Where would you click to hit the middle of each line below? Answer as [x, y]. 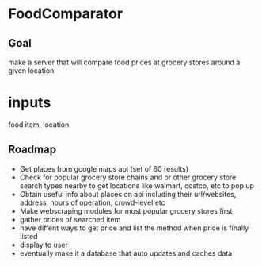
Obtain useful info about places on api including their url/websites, [128, 194]
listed [28, 236]
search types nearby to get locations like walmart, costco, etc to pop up [137, 185]
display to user [44, 245]
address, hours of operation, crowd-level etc [93, 202]
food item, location [39, 125]
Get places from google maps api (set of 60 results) [104, 168]
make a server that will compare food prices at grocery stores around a [124, 62]
